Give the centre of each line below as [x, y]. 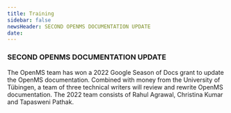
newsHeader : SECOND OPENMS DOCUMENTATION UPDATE [79, 26]
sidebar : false [29, 20]
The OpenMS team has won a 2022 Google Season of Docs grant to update [115, 72]
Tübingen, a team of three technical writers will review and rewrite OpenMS [115, 87]
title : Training [31, 14]
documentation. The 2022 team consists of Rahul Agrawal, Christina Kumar [115, 94]
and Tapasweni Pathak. [41, 102]
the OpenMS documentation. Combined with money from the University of [114, 80]
